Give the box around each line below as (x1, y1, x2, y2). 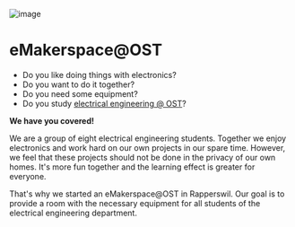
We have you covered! (9, 115, 94, 126)
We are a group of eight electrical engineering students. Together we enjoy (9, 133, 287, 144)
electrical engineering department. (9, 207, 137, 218)
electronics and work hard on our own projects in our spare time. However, (9, 142, 286, 153)
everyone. (9, 170, 47, 181)
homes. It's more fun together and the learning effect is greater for (9, 162, 256, 172)
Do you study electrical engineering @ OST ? (22, 98, 187, 109)
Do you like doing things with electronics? (22, 69, 177, 80)
